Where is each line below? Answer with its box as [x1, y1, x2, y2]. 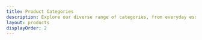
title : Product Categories [6, 8, 74, 15]
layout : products [6, 19, 50, 25]
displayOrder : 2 [6, 25, 47, 31]
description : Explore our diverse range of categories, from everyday [6, 14, 187, 20]
